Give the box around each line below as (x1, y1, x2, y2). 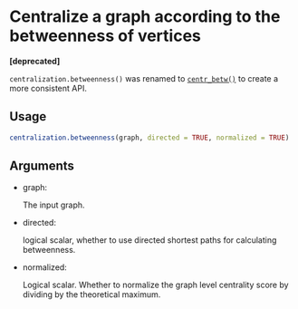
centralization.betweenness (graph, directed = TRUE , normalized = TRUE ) (9, 133, 290, 142)
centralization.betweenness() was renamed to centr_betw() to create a (9, 72, 279, 83)
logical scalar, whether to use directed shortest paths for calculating (22, 235, 277, 246)
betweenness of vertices (9, 25, 201, 46)
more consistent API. (9, 82, 88, 93)
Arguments (9, 159, 75, 174)
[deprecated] (9, 55, 61, 66)
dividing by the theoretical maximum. (22, 289, 161, 300)
